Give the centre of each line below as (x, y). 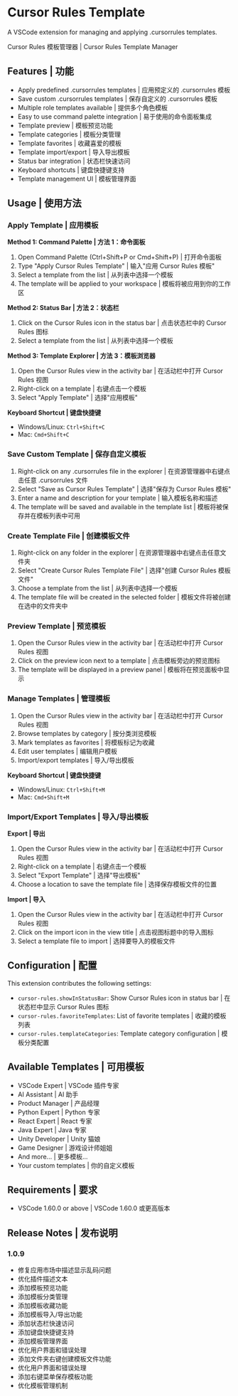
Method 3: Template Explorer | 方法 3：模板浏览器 (82, 356)
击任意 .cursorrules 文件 (53, 480)
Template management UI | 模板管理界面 (77, 179)
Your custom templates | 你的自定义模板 (76, 1165)
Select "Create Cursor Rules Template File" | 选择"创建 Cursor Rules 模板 (124, 570)
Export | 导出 (26, 833)
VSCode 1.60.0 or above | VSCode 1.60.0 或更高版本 (94, 1208)
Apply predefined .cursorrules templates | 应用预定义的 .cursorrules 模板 (124, 90)
